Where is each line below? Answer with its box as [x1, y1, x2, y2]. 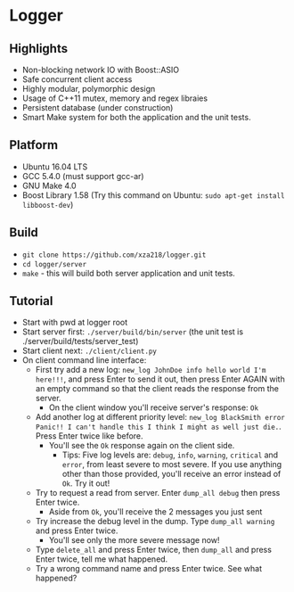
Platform [9, 137, 59, 152]
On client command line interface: [21, 355, 147, 366]
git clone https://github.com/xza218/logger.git [21, 251, 207, 259]
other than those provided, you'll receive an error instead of [61, 469, 282, 480]
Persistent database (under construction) [21, 103, 174, 112]
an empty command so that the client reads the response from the [35, 383, 279, 394]
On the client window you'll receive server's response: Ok [48, 402, 259, 413]
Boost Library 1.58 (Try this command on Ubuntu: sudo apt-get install [21, 189, 285, 201]
